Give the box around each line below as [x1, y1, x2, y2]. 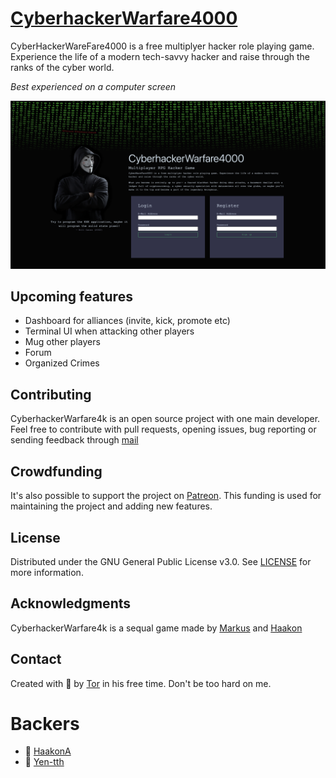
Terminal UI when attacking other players [24, 325, 195, 337]
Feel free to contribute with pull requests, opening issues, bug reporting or [10, 423, 317, 436]
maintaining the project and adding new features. [10, 500, 213, 512]
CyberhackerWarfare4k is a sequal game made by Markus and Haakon [10, 622, 303, 634]
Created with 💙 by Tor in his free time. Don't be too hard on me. [10, 677, 272, 689]
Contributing [10, 386, 92, 403]
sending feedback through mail [10, 434, 139, 446]
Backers [10, 712, 80, 735]
